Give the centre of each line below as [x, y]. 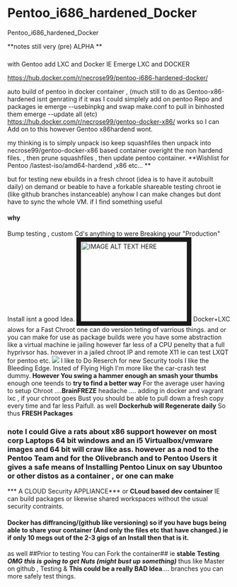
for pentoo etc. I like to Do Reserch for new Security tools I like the [108, 361]
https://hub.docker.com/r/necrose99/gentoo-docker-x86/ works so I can [113, 121]
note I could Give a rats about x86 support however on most [112, 431]
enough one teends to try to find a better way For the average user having [116, 383]
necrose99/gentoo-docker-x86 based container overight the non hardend [115, 150]
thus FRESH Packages [40, 414]
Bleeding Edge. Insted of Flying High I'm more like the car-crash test [107, 368]
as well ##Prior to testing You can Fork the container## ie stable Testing [114, 553]
